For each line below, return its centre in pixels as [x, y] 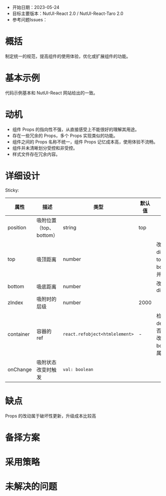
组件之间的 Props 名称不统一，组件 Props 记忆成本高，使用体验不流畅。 [85, 142]
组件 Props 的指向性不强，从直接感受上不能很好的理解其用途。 [76, 129]
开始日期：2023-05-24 [36, 7]
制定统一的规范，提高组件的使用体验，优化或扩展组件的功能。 [68, 56]
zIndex [16, 303]
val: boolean [78, 369]
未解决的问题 [31, 487]
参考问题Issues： [30, 20]
